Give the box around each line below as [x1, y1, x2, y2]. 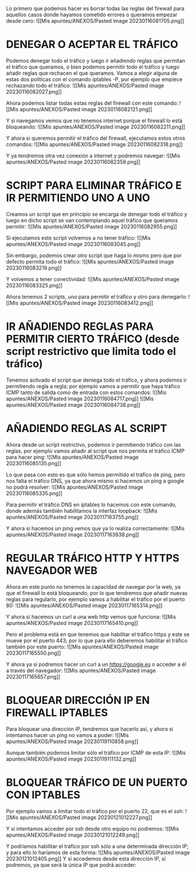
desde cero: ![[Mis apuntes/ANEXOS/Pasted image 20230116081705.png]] [6, 18, 185, 24]
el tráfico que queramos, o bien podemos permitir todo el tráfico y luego [6, 63, 180, 70]
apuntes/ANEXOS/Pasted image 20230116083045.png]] [6, 240, 141, 247]
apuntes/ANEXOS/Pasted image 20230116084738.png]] [6, 401, 141, 408]
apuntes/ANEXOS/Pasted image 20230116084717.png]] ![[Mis [6, 395, 154, 402]
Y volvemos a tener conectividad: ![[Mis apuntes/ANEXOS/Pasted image [6, 275, 180, 282]
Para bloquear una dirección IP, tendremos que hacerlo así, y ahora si [6, 725, 173, 733]
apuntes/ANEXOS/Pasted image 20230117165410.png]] [6, 619, 138, 626]
